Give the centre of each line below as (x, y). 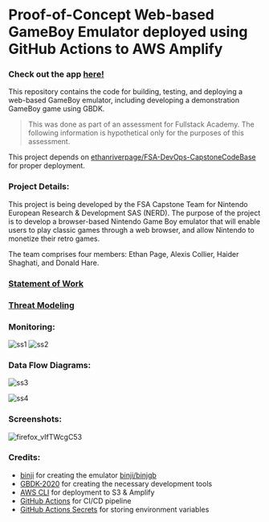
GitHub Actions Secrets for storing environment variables (114, 509)
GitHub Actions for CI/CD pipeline (75, 500)
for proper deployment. (47, 166)
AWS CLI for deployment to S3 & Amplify (87, 492)
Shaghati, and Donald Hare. (54, 263)
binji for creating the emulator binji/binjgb (88, 475)
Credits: (24, 458)
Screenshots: (35, 419)
